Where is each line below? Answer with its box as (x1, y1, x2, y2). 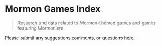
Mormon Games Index (5, 3, 101, 15)
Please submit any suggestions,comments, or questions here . (5, 35, 135, 41)
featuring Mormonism (17, 25, 64, 31)
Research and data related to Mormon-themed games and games (17, 20, 156, 26)
